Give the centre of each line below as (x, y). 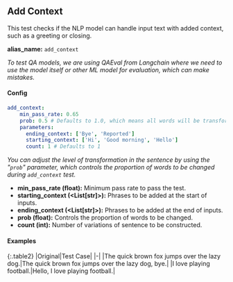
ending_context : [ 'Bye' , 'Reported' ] (80, 134)
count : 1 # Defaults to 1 (63, 147)
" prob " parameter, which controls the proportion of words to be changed (111, 167)
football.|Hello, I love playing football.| (61, 271)
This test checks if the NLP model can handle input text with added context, (115, 28)
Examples (22, 241)
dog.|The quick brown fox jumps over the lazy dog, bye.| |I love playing (109, 264)
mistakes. (21, 77)
